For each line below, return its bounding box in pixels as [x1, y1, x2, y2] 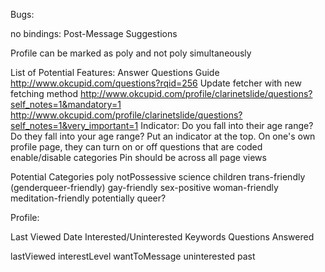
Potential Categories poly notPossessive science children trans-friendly [10, 171, 306, 183]
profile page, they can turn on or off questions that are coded [10, 141, 263, 153]
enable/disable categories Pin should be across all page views [10, 152, 267, 163]
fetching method [10, 88, 79, 99]
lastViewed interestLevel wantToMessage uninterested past [10, 250, 256, 262]
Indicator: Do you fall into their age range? [140, 120, 314, 131]
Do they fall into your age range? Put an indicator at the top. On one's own [10, 130, 316, 142]
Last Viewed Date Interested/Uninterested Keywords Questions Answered [10, 231, 315, 243]
